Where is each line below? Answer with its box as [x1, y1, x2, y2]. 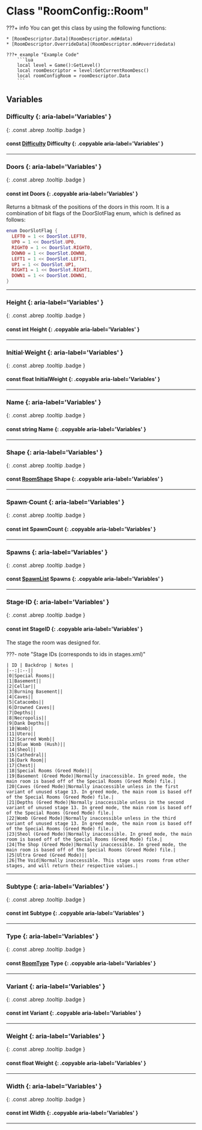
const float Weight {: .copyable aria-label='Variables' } [6, 1059, 147, 1067]
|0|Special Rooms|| [6, 672, 55, 679]
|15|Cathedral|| [6, 752, 47, 758]
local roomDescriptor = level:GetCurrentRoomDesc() [17, 68, 149, 74]
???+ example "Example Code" [6, 51, 79, 58]
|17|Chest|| [6, 762, 36, 768]
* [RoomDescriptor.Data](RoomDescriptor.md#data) [6, 36, 133, 42]
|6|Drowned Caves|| [6, 704, 55, 710]
